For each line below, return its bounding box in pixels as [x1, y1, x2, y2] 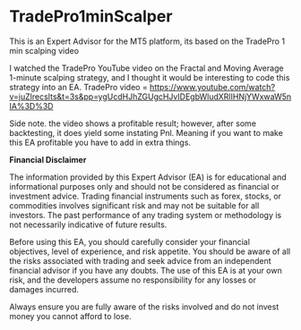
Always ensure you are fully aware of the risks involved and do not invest [9, 301, 279, 312]
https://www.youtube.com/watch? [149, 81, 276, 92]
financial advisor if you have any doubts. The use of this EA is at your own [9, 265, 282, 275]
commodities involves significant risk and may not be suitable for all [9, 199, 260, 211]
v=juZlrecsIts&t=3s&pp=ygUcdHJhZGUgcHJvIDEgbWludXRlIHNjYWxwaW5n [9, 91, 292, 102]
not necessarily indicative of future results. [9, 219, 168, 230]
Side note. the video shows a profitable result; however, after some [9, 118, 257, 129]
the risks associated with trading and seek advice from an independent [9, 255, 271, 266]
